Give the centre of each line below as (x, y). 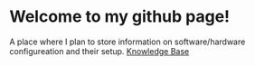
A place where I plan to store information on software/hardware (127, 42)
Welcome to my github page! (120, 17)
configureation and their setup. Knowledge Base (99, 51)
